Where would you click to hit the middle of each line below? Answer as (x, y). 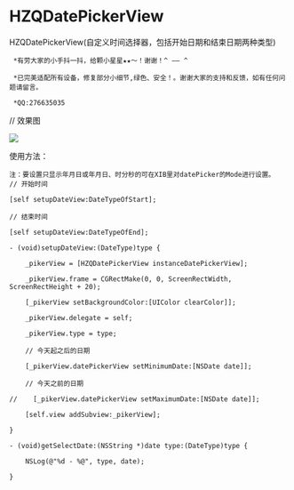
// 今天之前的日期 (55, 383)
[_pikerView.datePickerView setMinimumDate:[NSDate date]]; (139, 366)
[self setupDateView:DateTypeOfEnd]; (79, 232)
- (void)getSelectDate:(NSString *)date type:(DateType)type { (129, 446)
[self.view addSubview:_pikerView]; (93, 414)
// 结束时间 (29, 217)
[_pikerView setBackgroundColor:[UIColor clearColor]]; (131, 302)
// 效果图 (25, 120)
